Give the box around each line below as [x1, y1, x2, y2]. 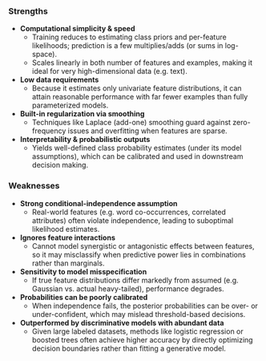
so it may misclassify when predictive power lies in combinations [31, 249, 246, 259]
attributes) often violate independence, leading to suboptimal [31, 215, 234, 225]
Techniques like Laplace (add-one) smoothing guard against [31, 118, 231, 128]
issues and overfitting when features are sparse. [67, 126, 228, 136]
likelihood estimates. [31, 224, 100, 233]
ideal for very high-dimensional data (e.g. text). [31, 67, 188, 76]
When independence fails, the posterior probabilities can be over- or [31, 301, 259, 310]
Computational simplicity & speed [19, 24, 135, 34]
